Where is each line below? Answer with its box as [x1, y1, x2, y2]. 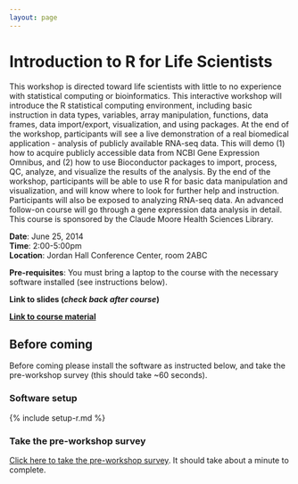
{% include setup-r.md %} [9, 412, 105, 423]
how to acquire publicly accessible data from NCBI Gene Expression [9, 147, 261, 158]
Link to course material [9, 311, 96, 322]
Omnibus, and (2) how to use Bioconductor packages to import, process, [9, 157, 277, 168]
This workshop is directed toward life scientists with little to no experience [9, 81, 282, 92]
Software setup [9, 392, 78, 405]
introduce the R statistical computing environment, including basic [9, 100, 252, 111]
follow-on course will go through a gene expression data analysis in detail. [9, 204, 283, 215]
